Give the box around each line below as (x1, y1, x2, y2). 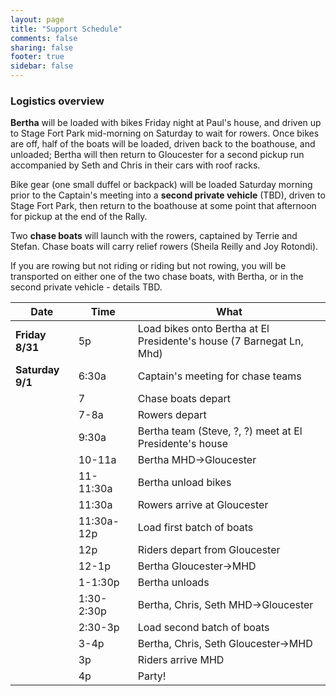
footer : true (10, 52, 65, 62)
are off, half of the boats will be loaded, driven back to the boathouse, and (10, 138, 316, 150)
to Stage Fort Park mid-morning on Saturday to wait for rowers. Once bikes (10, 127, 320, 140)
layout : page (10, 14, 65, 25)
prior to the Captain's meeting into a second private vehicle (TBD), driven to (10, 189, 326, 201)
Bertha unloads (137, 576, 210, 590)
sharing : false (10, 42, 74, 53)
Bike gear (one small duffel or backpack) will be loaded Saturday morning (10, 179, 313, 191)
